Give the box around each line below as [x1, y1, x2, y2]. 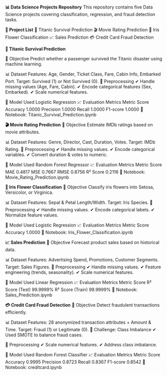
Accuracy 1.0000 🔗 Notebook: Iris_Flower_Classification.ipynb [5, 230, 133, 235]
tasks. [5, 17, 18, 23]
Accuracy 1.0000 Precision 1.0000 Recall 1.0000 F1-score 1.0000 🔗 [5, 106, 144, 112]
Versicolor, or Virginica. [5, 189, 54, 195]
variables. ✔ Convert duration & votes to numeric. [5, 152, 108, 158]
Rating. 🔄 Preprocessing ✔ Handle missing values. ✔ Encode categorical [5, 146, 155, 152]
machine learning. [5, 61, 43, 67]
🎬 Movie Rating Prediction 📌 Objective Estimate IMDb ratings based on [5, 122, 153, 127]
